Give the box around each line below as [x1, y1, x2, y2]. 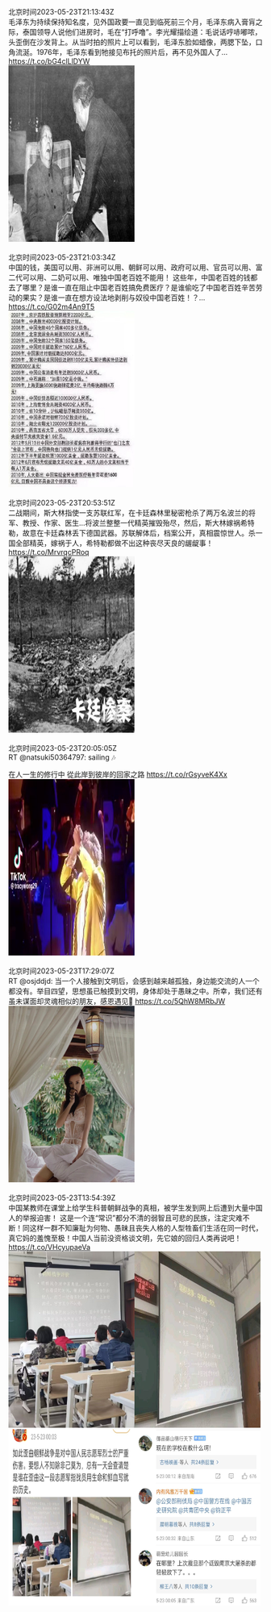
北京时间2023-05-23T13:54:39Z [8, 1193, 116, 1202]
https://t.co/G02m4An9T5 [8, 302, 95, 311]
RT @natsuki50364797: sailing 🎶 [8, 752, 116, 762]
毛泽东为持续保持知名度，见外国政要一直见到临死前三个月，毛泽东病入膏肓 [8, 17, 256, 27]
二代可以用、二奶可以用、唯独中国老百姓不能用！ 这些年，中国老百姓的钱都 [8, 273, 258, 282]
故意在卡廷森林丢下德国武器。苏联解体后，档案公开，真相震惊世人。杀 [22, 528, 256, 538]
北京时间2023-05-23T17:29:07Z [8, 966, 115, 976]
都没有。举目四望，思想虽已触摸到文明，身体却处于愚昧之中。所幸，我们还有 [8, 986, 263, 996]
